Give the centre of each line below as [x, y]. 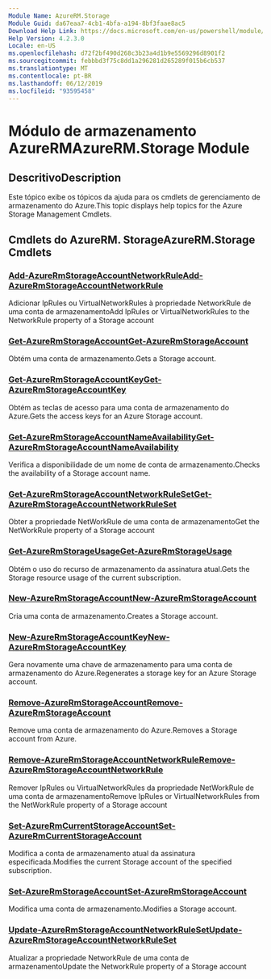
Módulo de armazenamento [103, 131]
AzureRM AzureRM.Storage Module [129, 148]
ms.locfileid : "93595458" [52, 91]
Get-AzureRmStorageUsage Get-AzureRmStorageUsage [120, 552]
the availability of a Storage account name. [79, 473]
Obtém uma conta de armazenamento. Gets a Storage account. [112, 359]
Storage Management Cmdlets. [60, 214]
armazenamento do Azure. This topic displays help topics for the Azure [125, 206]
